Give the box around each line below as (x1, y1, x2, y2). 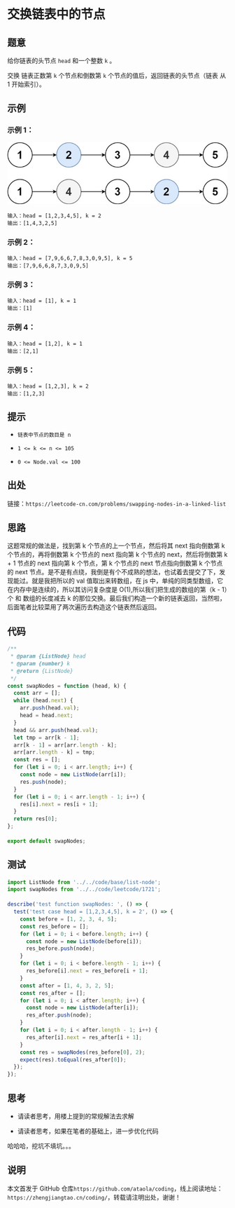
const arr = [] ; (13, 690, 61, 697)
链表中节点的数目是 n (17, 431, 71, 438)
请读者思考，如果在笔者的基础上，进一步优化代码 (17, 1127, 159, 1135)
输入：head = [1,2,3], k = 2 (7, 383, 90, 390)
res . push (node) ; (20, 778, 68, 785)
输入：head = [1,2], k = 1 (7, 340, 83, 347)
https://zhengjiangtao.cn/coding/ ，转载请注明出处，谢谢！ (7, 1193, 182, 1201)
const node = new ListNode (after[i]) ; (25, 1004, 139, 1012)
